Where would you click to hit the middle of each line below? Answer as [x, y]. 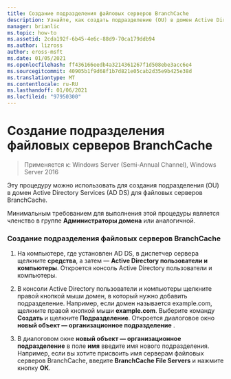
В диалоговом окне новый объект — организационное [99, 339]
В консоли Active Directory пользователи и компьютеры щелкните [114, 289]
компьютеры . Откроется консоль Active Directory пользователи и [114, 268]
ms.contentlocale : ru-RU [43, 84]
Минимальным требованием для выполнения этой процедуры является [113, 213]
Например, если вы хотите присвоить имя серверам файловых [110, 354]
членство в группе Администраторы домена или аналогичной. [101, 221]
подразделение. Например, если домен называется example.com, [114, 303]
